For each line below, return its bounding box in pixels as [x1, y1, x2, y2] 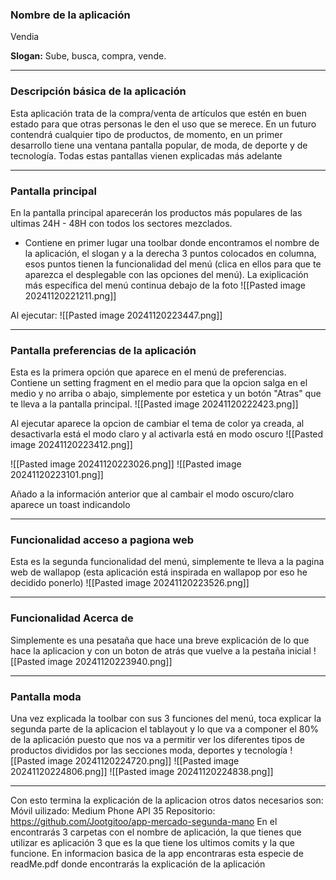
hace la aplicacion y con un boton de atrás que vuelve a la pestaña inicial [10, 644, 312, 657]
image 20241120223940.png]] [47, 655, 173, 667]
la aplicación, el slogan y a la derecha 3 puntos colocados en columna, [24, 247, 317, 259]
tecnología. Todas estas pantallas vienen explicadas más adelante [10, 149, 283, 162]
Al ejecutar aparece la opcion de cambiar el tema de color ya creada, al [10, 418, 305, 430]
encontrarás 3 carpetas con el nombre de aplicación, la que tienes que [10, 826, 302, 838]
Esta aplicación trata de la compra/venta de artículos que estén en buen [10, 107, 307, 119]
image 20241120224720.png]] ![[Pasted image [47, 755, 240, 767]
